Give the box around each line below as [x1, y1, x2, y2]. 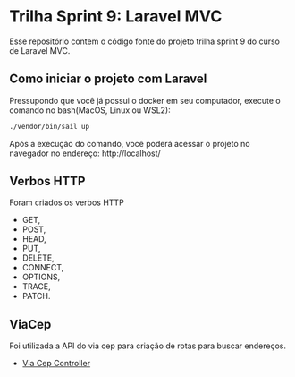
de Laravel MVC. [9, 45, 71, 56]
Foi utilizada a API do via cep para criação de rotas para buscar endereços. [9, 340, 286, 351]
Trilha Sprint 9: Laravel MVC [9, 6, 223, 27]
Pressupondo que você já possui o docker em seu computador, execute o [9, 95, 281, 106]
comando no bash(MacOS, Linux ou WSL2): [9, 105, 172, 116]
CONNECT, [21, 262, 64, 273]
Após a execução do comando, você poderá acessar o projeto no [9, 138, 250, 149]
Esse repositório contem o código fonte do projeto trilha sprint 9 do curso [9, 36, 280, 47]
